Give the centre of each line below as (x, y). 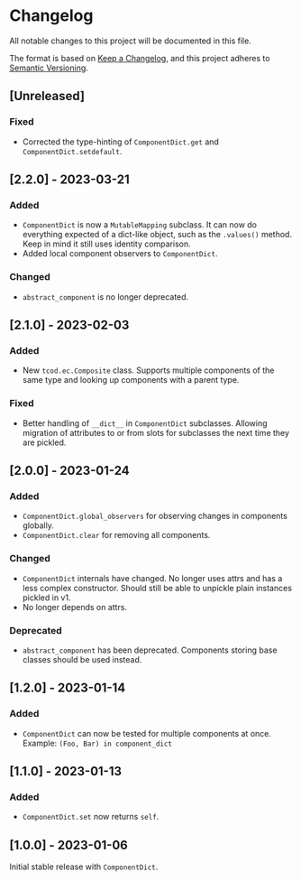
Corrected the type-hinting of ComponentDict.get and (120, 142)
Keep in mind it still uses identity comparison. (106, 244)
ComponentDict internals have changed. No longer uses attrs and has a (152, 578)
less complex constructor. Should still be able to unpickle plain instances (157, 588)
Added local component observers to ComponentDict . (120, 254)
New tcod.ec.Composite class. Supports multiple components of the (148, 370)
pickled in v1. (46, 598)
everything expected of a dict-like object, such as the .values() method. (157, 235)
